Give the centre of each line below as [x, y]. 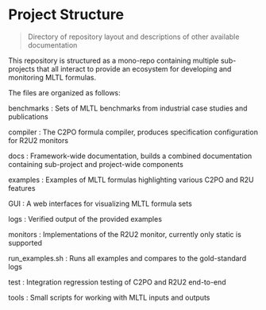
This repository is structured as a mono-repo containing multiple [114, 60]
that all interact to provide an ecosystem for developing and [134, 68]
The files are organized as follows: [64, 92]
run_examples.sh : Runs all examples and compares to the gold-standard [127, 258]
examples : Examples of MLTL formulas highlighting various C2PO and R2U [131, 180]
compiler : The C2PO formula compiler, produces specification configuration [133, 132]
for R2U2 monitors [39, 140]
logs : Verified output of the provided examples [85, 219]
